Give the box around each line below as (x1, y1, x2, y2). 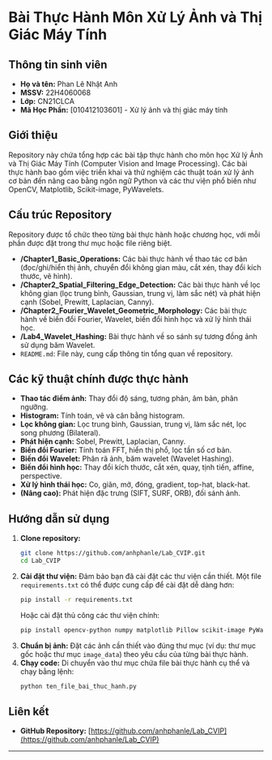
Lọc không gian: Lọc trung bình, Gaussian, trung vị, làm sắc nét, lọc (19, 419, 247, 429)
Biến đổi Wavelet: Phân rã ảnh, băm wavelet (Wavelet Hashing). (19, 454, 235, 464)
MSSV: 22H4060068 (19, 88, 91, 97)
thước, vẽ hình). (19, 271, 73, 281)
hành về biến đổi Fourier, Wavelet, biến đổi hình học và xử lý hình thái (19, 314, 252, 324)
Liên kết (8, 705, 50, 719)
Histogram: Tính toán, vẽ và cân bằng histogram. (19, 410, 185, 421)
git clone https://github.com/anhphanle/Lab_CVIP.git (19, 549, 206, 557)
